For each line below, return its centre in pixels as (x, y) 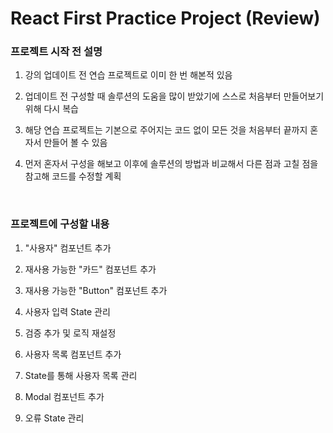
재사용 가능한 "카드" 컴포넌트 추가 (90, 269)
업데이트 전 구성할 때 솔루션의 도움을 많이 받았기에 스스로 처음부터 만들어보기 (174, 96)
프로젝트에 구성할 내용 (60, 224)
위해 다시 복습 (51, 109)
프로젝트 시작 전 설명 (56, 52)
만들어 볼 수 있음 (75, 143)
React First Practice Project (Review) (165, 18)
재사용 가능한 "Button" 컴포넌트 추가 (96, 290)
